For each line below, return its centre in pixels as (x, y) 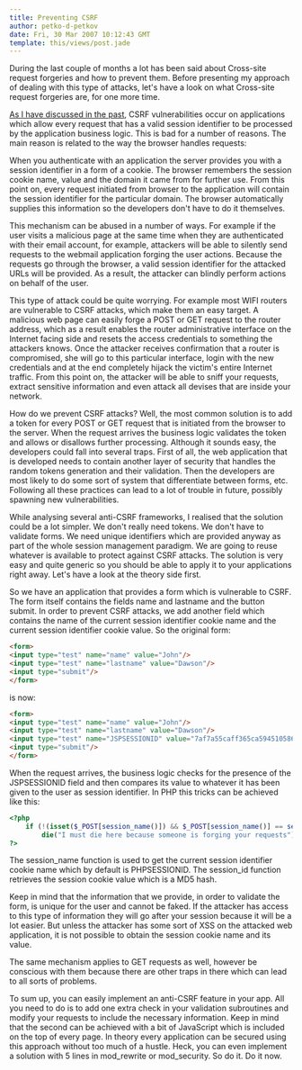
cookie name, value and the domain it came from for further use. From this (147, 180)
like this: (25, 801)
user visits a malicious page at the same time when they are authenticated (147, 236)
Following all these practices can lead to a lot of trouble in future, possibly (146, 490)
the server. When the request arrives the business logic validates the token (148, 433)
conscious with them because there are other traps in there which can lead (148, 972)
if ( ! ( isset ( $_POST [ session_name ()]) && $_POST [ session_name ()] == (154, 826)
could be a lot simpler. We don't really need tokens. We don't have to (137, 526)
